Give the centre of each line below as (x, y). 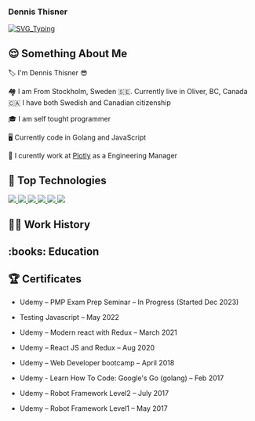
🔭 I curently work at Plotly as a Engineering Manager (93, 156)
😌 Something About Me (68, 53)
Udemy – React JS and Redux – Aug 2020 (87, 347)
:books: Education (54, 251)
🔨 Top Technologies (58, 180)
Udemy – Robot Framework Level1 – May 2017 (93, 408)
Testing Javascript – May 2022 (69, 317)
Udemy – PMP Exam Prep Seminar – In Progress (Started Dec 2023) (129, 302)
